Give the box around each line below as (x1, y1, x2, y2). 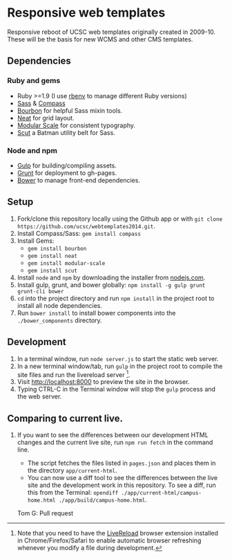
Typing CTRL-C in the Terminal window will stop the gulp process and (17, 385, 216, 394)
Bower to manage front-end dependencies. (17, 176, 140, 184)
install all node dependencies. (17, 301, 102, 309)
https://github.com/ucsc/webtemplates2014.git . (17, 221, 155, 230)
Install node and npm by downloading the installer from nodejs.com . (17, 273, 206, 282)
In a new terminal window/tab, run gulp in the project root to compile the (17, 362, 223, 370)
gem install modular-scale (27, 259, 106, 267)
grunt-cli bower (17, 288, 64, 295)
